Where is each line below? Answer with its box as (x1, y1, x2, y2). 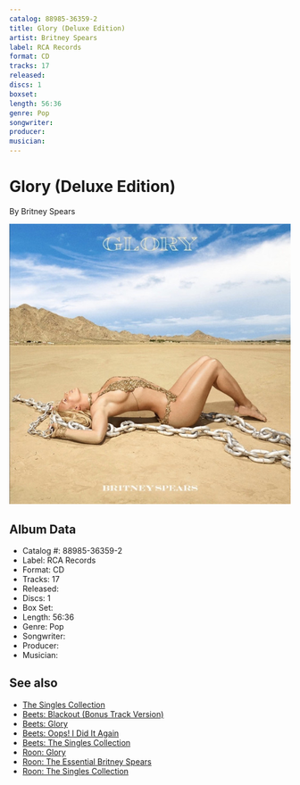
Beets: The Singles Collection (21, 737, 131, 747)
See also (9, 675, 58, 691)
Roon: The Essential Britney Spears (21, 756, 152, 767)
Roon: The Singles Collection (21, 765, 129, 776)
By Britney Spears (9, 205, 76, 216)
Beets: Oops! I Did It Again (21, 728, 120, 739)
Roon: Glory (21, 747, 67, 757)
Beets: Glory (21, 718, 69, 729)
